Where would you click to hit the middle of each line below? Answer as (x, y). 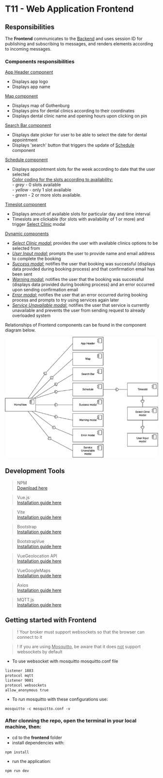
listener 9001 (19, 680)
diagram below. (20, 330)
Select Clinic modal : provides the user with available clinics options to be (85, 243)
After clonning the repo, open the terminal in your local (71, 721)
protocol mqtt (19, 675)
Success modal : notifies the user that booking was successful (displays (84, 264)
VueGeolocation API (37, 556)
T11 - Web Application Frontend (70, 9)
